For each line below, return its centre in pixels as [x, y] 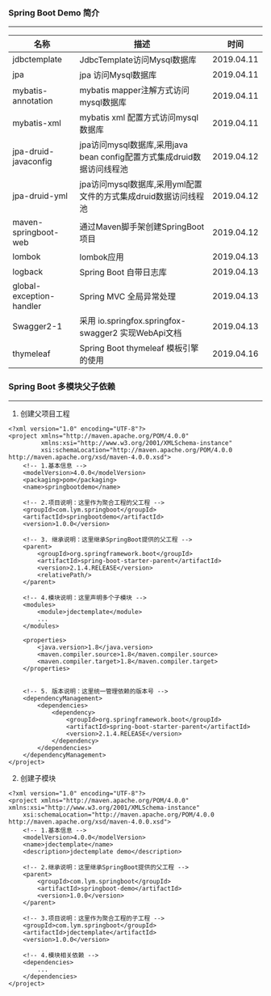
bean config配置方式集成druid [136, 157]
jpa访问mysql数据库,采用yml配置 [141, 184]
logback [28, 272]
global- [27, 286]
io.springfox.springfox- [142, 321]
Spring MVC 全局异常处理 [127, 297]
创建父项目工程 [45, 413]
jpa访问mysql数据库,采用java [133, 145]
